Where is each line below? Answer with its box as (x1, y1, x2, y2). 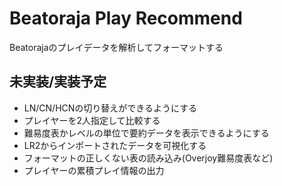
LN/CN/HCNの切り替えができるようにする (23, 102, 198, 114)
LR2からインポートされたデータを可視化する (23, 139, 207, 151)
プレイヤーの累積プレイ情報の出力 (23, 164, 165, 176)
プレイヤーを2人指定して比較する (23, 114, 161, 126)
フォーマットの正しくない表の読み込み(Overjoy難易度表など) (23, 152, 274, 164)
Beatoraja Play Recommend (9, 7, 243, 30)
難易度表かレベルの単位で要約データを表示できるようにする (23, 127, 270, 139)
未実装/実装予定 (9, 73, 107, 91)
